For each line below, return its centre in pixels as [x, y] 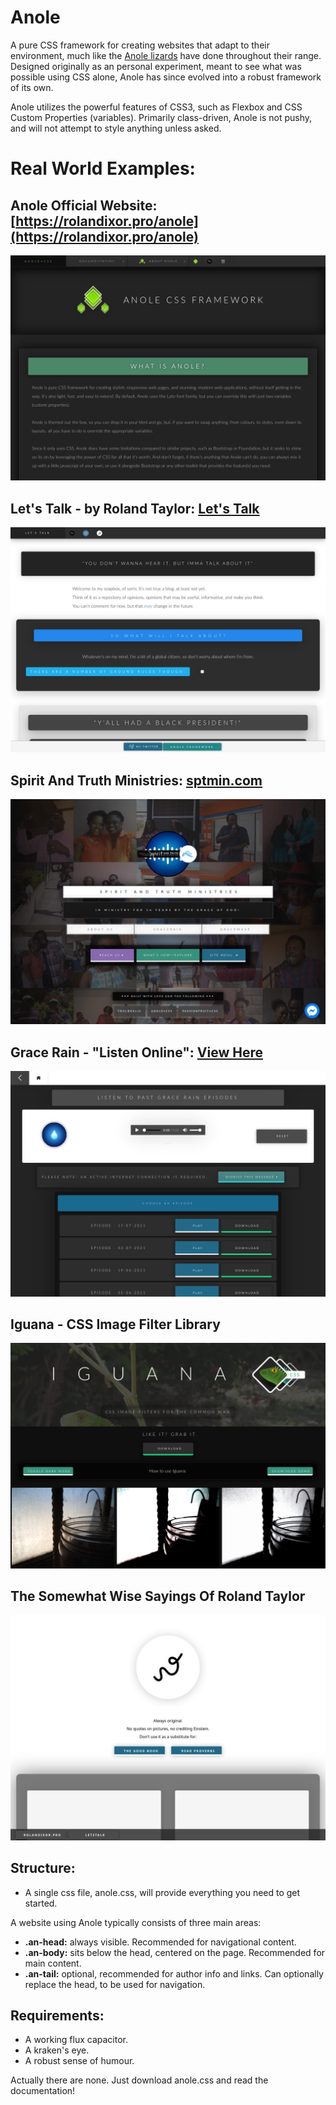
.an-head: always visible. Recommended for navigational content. [160, 1942]
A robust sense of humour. [79, 2061]
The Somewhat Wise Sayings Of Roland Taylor [158, 1596]
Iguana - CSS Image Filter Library [115, 1324]
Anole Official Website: [84, 205]
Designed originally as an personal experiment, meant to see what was [156, 66]
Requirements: [57, 2015]
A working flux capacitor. [76, 2040]
